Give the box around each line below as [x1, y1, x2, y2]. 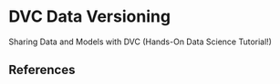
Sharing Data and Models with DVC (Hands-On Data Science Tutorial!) [8, 36, 273, 47]
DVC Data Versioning [8, 6, 171, 27]
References [8, 62, 76, 78]
